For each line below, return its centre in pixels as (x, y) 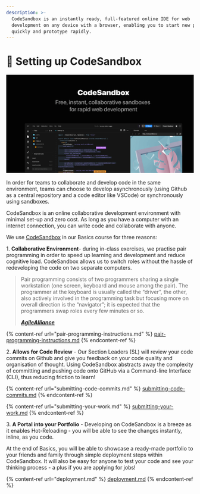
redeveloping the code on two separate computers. (69, 268)
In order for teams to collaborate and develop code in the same (83, 183)
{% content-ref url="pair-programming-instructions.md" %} (79, 334)
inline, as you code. (30, 437)
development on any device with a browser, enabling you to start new (101, 25)
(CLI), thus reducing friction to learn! (51, 377)
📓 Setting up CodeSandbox (74, 62)
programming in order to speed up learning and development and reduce (96, 255)
